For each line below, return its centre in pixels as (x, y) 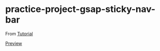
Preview (14, 43)
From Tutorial (19, 33)
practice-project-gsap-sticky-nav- (81, 9)
